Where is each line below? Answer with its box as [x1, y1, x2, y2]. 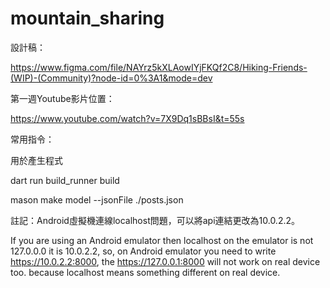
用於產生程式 [10, 154, 63, 166]
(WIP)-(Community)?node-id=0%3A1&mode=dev [10, 72, 213, 84]
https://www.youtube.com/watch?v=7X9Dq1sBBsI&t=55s [10, 112, 245, 124]
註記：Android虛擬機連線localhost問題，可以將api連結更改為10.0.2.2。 [10, 214, 301, 226]
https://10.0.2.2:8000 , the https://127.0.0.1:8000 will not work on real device [10, 255, 321, 267]
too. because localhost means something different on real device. [10, 266, 281, 278]
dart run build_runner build [10, 174, 120, 186]
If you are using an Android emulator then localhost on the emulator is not [10, 234, 314, 246]
